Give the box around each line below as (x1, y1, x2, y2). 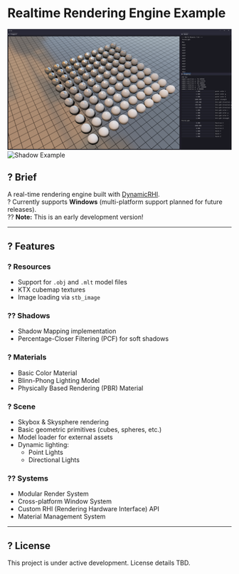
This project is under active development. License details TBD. (7, 558, 191, 568)
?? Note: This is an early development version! (7, 212, 144, 222)
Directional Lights (28, 456, 80, 464)
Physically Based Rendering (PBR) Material (17, 384, 144, 392)
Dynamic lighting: (17, 441, 69, 449)
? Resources (7, 262, 51, 272)
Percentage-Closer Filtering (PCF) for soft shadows (17, 334, 169, 343)
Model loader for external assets (17, 433, 113, 441)
